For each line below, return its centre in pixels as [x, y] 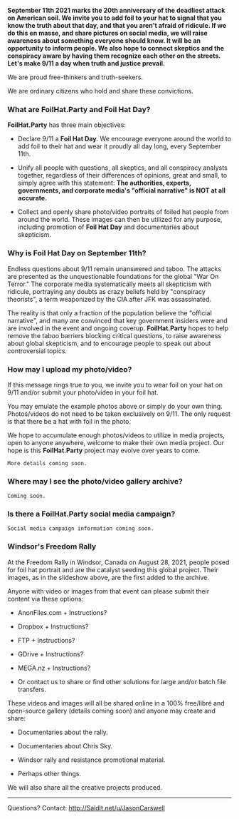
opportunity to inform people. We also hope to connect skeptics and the [116, 48]
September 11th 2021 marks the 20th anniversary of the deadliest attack [116, 10]
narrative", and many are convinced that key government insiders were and [117, 320]
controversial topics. [37, 351]
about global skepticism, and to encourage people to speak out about [109, 343]
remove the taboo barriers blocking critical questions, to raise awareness [115, 335]
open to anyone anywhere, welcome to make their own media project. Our [116, 442]
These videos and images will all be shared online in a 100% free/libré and [116, 703]
